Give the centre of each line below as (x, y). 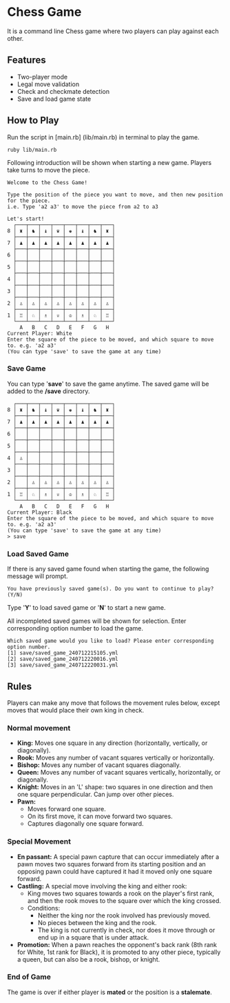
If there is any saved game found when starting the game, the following (108, 569)
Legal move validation (48, 84)
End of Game (29, 977)
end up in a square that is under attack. (93, 937)
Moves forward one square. (66, 809)
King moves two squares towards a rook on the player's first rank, (121, 893)
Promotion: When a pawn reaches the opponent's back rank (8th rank (117, 944)
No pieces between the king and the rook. (97, 922)
